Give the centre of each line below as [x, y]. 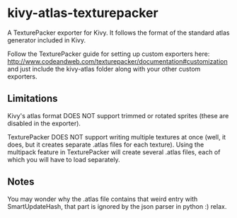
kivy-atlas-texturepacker [83, 13]
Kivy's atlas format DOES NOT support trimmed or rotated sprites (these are [118, 115]
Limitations [33, 99]
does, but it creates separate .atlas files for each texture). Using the [106, 144]
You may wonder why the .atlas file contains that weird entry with [103, 199]
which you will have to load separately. [64, 159]
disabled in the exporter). [44, 123]
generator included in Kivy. [47, 40]
